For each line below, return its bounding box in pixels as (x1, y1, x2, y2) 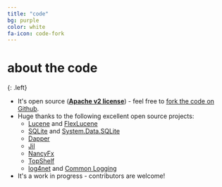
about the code (7, 60, 98, 76)
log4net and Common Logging (27, 165, 118, 173)
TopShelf (27, 157, 55, 165)
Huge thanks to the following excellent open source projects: (17, 112, 195, 120)
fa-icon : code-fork (7, 30, 65, 37)
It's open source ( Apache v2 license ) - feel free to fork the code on (17, 97, 215, 105)
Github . (17, 105, 39, 113)
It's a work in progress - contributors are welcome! (17, 172, 166, 180)
